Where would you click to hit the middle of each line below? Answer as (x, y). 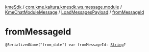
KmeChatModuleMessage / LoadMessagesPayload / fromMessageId (75, 12)
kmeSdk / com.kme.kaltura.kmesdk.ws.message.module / (63, 7)
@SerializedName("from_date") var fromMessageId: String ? (65, 45)
